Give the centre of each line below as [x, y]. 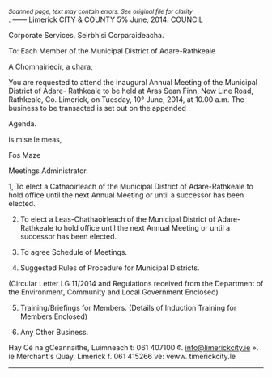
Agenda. [23, 124]
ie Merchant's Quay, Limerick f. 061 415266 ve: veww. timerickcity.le [122, 356]
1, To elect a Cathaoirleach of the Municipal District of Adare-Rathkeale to [131, 186]
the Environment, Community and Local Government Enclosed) [113, 292]
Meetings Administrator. [49, 171]
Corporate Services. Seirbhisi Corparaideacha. [86, 35]
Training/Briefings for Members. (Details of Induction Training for [128, 308]
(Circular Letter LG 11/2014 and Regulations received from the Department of [136, 284]
